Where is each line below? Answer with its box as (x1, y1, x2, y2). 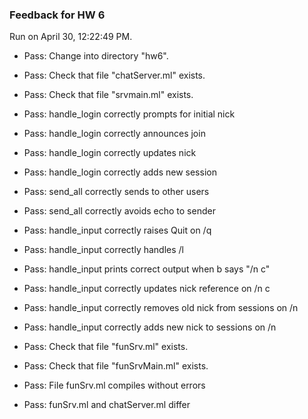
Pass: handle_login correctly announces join (23, 128, 206, 140)
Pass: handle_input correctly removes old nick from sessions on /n (23, 302, 299, 314)
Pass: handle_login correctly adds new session (23, 166, 217, 178)
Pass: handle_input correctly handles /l (23, 244, 184, 256)
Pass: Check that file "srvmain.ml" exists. (23, 89, 194, 101)
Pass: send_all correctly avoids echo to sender (23, 205, 216, 217)
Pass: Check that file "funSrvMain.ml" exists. (23, 360, 209, 372)
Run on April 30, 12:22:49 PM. (9, 31, 133, 43)
